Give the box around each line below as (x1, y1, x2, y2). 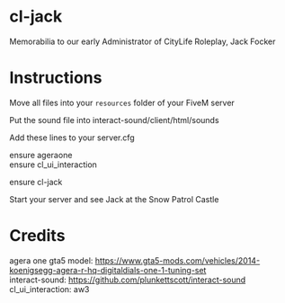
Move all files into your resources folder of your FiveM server (9, 97, 236, 108)
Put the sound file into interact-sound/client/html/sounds (9, 114, 219, 125)
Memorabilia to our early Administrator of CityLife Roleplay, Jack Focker (9, 36, 276, 47)
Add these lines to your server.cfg (9, 132, 135, 143)
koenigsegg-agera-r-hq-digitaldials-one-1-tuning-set (9, 264, 207, 275)
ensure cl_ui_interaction (9, 159, 97, 170)
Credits (9, 226, 66, 246)
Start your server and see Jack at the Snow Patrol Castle (9, 193, 219, 204)
